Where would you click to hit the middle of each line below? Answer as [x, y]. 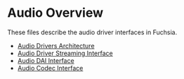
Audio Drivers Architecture [56, 45]
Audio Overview [55, 13]
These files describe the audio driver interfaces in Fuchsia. [92, 32]
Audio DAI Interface [46, 60]
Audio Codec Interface [50, 68]
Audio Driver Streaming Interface [65, 53]
